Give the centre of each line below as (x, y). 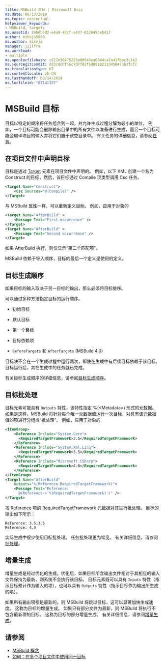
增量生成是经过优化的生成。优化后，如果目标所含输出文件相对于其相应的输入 (82, 573)
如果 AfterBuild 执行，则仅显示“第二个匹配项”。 (53, 248)
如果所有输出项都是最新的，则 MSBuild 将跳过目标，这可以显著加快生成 (77, 602)
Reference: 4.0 (21, 527)
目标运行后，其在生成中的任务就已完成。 (46, 368)
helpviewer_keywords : (27, 23)
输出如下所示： (20, 514)
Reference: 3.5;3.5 (25, 523)
